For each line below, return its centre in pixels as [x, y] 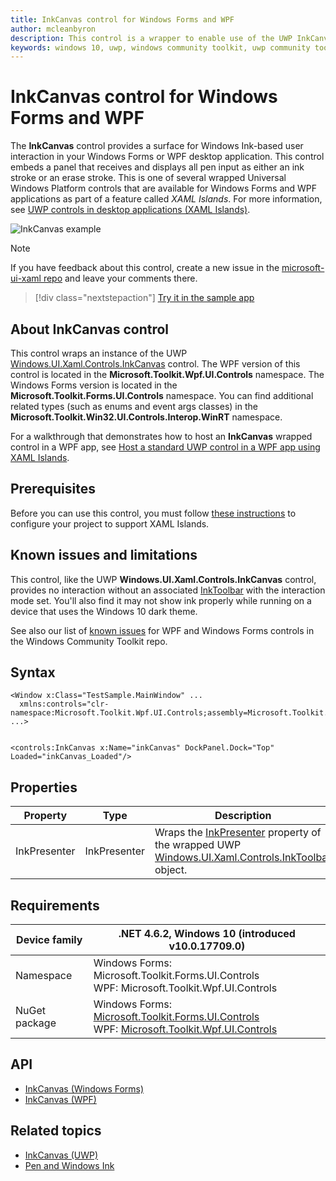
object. [171, 870]
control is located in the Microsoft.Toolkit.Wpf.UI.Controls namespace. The [167, 374]
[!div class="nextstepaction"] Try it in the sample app [144, 298]
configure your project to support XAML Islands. [110, 523]
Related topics [56, 1131]
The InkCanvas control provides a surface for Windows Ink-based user [157, 146]
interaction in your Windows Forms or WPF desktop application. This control [167, 157]
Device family [49, 940]
